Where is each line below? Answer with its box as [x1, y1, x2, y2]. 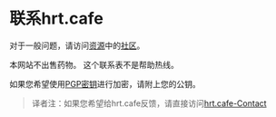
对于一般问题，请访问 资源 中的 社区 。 [9, 40, 145, 51]
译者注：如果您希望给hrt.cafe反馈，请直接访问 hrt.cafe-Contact [31, 97, 267, 109]
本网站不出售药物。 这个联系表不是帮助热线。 [9, 59, 179, 70]
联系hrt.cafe [9, 8, 104, 29]
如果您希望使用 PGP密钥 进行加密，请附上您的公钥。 [9, 78, 202, 89]
